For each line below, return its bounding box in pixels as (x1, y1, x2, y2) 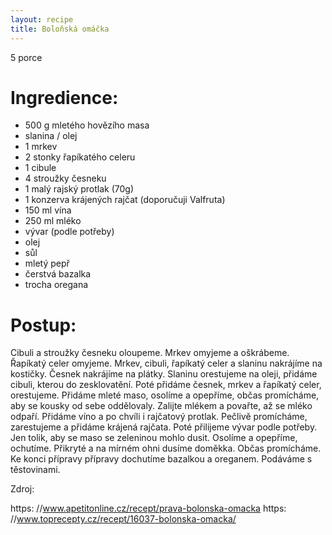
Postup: (10, 314, 77, 336)
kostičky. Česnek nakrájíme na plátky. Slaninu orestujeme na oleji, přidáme (10, 368, 318, 380)
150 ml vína (24, 204, 72, 216)
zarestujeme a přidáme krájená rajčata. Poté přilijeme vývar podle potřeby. (10, 421, 318, 433)
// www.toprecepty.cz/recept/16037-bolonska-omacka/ (10, 513, 237, 525)
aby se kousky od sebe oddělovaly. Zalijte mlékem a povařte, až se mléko (10, 400, 313, 412)
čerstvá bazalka (24, 268, 92, 280)
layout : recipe (10, 14, 74, 25)
